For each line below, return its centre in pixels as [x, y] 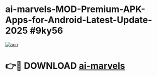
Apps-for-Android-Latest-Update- [79, 20]
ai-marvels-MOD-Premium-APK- [75, 9]
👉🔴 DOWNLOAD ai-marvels [65, 66]
